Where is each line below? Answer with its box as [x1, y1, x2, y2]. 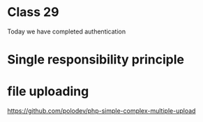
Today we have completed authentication [7, 27, 126, 36]
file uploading [7, 84, 89, 100]
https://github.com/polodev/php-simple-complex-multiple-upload [7, 107, 196, 115]
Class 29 [7, 4, 59, 20]
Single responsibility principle [7, 52, 185, 68]
